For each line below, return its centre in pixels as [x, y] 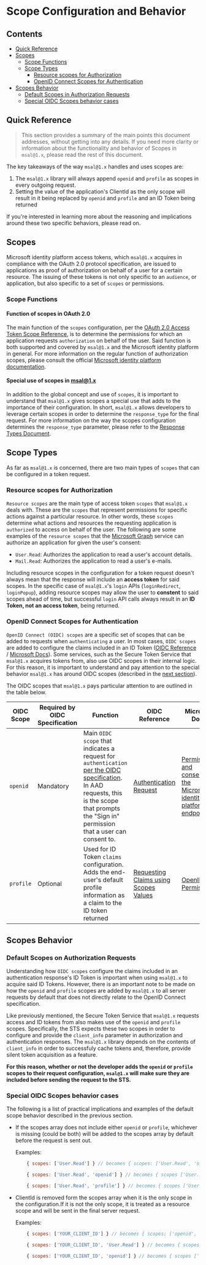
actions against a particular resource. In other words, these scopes [90, 517]
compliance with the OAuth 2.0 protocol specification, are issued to [91, 264]
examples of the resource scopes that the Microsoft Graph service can [95, 536]
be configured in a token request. [48, 474]
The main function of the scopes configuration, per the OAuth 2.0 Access [98, 327]
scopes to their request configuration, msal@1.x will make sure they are [98, 1073]
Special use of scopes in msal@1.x [51, 381]
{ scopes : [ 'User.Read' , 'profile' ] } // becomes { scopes [104, 1186]
